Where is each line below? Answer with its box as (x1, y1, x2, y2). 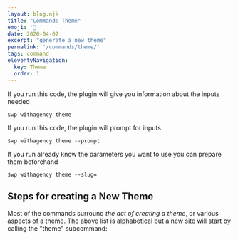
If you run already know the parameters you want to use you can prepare (7, 150, 222, 158)
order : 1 (14, 70, 40, 77)
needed (7, 97, 30, 105)
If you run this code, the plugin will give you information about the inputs (7, 90, 220, 98)
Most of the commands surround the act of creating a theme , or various (7, 209, 219, 218)
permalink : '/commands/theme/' (7, 43, 100, 51)
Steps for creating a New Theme (7, 190, 154, 202)
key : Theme (14, 63, 46, 71)
